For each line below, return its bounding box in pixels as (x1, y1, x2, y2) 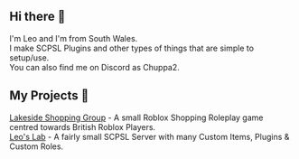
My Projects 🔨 (9, 88, 89, 104)
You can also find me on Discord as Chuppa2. (9, 61, 181, 72)
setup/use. (9, 51, 50, 63)
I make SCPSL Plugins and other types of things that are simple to (9, 42, 255, 53)
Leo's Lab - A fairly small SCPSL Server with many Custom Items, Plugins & (9, 131, 290, 142)
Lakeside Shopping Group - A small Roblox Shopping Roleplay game (9, 112, 264, 123)
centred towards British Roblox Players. (9, 121, 156, 132)
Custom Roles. (9, 141, 64, 152)
